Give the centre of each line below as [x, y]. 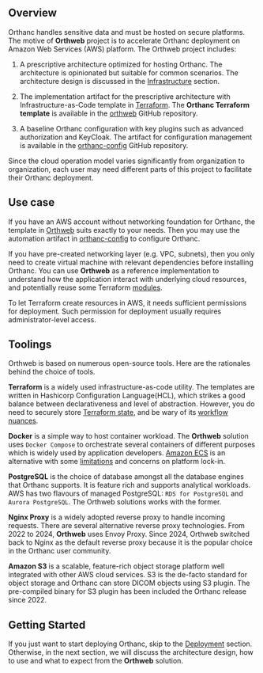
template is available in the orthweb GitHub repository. [109, 113]
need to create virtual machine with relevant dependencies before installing [131, 262]
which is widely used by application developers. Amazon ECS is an [117, 453]
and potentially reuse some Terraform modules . [86, 287]
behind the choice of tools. [52, 372]
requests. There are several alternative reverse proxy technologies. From [126, 526]
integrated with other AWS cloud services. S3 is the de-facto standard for [128, 575]
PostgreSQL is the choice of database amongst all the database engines [126, 477]
